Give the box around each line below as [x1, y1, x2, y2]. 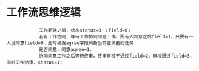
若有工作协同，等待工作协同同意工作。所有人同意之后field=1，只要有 [38, 33, 189, 39]
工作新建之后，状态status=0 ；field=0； [38, 27, 132, 33]
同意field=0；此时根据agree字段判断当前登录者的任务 [15, 40, 134, 46]
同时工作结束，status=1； [6, 59, 65, 66]
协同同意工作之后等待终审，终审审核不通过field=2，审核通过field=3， [38, 53, 195, 59]
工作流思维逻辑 [6, 5, 81, 19]
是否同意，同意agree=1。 [38, 46, 95, 52]
